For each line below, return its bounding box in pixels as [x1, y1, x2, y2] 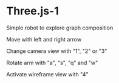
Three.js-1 [6, 4, 59, 18]
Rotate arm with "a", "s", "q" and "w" [6, 59, 98, 66]
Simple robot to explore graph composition [6, 24, 114, 31]
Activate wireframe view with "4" [6, 70, 89, 78]
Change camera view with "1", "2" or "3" [6, 47, 107, 55]
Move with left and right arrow [6, 35, 82, 43]
